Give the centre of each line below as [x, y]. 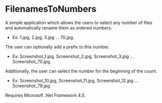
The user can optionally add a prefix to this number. [57, 47]
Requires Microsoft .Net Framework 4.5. [45, 95]
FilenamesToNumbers [51, 9]
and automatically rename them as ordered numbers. [59, 27]
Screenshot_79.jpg [31, 86]
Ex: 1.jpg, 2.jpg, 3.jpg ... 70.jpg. [43, 37]
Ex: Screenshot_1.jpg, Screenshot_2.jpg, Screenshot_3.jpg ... [73, 56]
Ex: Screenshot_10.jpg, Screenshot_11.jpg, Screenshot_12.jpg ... [75, 80]
